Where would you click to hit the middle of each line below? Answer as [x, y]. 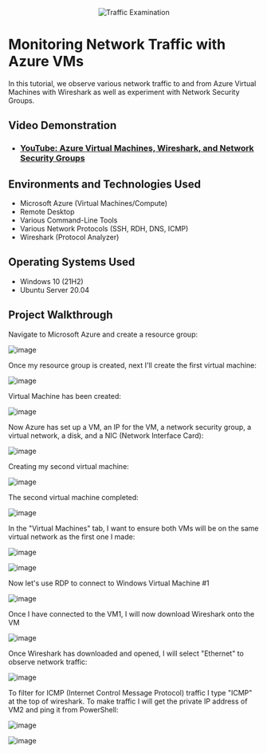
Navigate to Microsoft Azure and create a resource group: [103, 334]
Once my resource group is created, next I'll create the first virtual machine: [132, 365]
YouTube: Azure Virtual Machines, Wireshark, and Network [137, 148]
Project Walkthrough [61, 315]
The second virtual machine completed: [74, 497]
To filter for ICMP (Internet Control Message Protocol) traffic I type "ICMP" [130, 692]
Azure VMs [46, 62]
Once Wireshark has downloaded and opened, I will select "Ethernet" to [126, 653]
